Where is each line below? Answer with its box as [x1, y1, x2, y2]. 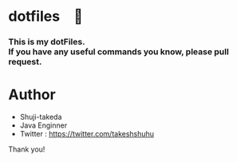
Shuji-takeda [19, 113, 62, 122]
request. [8, 57, 42, 68]
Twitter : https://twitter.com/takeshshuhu [19, 129, 154, 139]
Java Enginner [19, 121, 68, 130]
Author [8, 85, 56, 104]
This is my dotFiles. [8, 37, 85, 48]
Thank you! [8, 144, 45, 154]
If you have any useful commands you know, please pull [8, 46, 229, 57]
